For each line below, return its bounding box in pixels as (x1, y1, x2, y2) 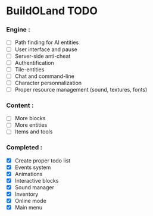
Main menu (14, 204, 43, 211)
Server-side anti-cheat (14, 52, 71, 60)
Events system (14, 164, 51, 171)
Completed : (6, 143, 43, 152)
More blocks (14, 115, 46, 122)
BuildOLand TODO (6, 4, 98, 18)
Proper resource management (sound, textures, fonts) (14, 86, 148, 93)
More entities (14, 121, 48, 129)
